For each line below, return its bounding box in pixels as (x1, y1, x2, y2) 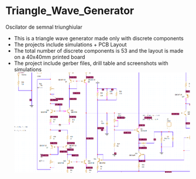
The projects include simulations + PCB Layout (13, 41, 127, 48)
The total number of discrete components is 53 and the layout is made (13, 47, 184, 54)
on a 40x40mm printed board (13, 53, 85, 60)
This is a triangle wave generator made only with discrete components (13, 35, 184, 42)
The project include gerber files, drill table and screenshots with (13, 60, 169, 67)
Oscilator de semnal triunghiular (5, 23, 82, 30)
